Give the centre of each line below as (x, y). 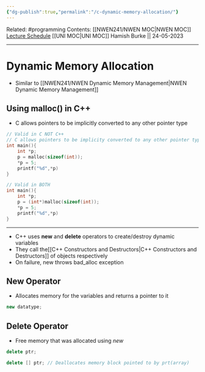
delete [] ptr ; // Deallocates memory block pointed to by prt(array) (98, 363)
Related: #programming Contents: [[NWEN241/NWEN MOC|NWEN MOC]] (99, 29)
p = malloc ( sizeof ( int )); (50, 157)
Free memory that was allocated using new (69, 341)
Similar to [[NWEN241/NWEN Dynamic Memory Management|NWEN (101, 83)
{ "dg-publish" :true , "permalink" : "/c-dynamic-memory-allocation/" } (92, 12)
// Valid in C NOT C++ (35, 135)
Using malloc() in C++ (49, 108)
